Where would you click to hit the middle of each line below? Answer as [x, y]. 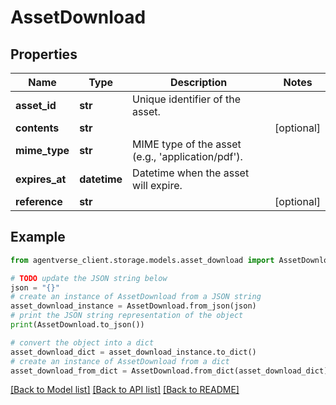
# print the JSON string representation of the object [127, 316]
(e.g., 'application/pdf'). [187, 156]
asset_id [36, 105]
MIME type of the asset [187, 144]
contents [37, 128]
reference [39, 201]
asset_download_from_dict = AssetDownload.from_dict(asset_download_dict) [169, 371]
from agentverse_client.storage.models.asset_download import [142, 260]
